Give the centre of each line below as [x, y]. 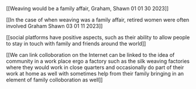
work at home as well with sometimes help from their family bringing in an [95, 73]
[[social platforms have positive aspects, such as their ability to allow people [98, 37]
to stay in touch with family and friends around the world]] [76, 44]
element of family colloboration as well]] [54, 80]
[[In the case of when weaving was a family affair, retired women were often [98, 20]
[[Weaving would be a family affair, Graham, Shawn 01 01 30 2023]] [87, 8]
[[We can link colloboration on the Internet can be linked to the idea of [90, 55]
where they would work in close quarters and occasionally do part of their [95, 67]
